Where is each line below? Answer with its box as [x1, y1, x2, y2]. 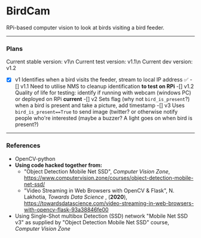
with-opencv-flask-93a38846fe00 [23, 206, 109, 213]
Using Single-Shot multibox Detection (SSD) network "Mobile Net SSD [14, 212, 188, 219]
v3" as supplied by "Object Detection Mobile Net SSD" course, [14, 218, 169, 225]
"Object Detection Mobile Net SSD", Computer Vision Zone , [23, 167, 170, 175]
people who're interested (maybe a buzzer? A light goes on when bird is [14, 115, 193, 122]
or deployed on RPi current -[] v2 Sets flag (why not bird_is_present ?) [14, 96, 190, 103]
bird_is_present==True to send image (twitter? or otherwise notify [14, 108, 178, 115]
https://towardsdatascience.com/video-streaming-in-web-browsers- [23, 199, 194, 207]
